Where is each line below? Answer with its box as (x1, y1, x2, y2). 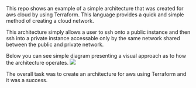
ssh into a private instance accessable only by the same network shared (6, 35, 180, 41)
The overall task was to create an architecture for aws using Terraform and (6, 71, 187, 78)
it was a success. (6, 77, 48, 83)
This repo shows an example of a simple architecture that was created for (6, 5, 184, 12)
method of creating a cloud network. (6, 17, 95, 24)
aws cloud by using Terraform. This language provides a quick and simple (6, 11, 184, 18)
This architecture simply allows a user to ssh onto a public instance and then (6, 29, 191, 36)
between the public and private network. (6, 41, 104, 48)
